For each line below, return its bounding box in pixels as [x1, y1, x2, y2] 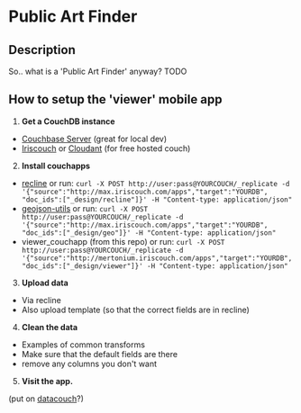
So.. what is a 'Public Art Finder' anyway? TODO [8, 66, 187, 76]
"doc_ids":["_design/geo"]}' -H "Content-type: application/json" [21, 228, 277, 238]
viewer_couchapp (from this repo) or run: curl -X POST [21, 236, 225, 247]
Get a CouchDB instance [21, 115, 115, 127]
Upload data [21, 277, 68, 288]
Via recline [21, 294, 62, 305]
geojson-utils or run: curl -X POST [21, 202, 149, 213]
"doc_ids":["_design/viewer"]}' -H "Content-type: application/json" [21, 261, 289, 271]
